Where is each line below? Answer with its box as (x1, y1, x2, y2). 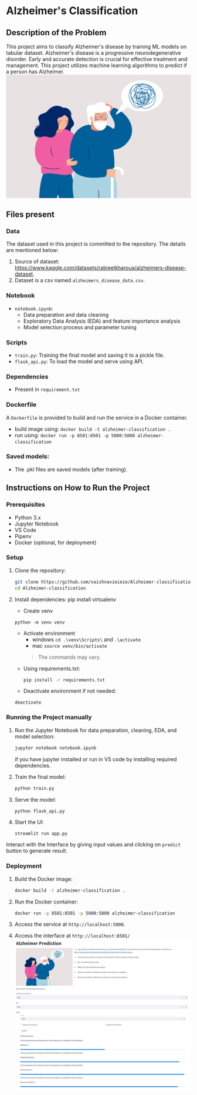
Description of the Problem (6, 28, 107, 38)
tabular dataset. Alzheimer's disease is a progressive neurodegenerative (6, 49, 181, 56)
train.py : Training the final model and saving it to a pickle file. (14, 351, 165, 359)
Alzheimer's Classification (6, 4, 138, 18)
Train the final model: (14, 773, 66, 780)
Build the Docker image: (14, 875, 73, 882)
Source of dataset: (14, 258, 60, 265)
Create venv (23, 607, 53, 614)
